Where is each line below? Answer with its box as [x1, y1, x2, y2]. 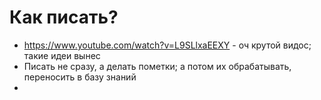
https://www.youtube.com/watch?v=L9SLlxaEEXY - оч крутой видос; [23, 39, 312, 51]
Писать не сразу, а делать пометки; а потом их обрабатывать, [23, 60, 292, 72]
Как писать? [9, 6, 119, 29]
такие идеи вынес [23, 49, 101, 61]
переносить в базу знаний [23, 71, 137, 83]
